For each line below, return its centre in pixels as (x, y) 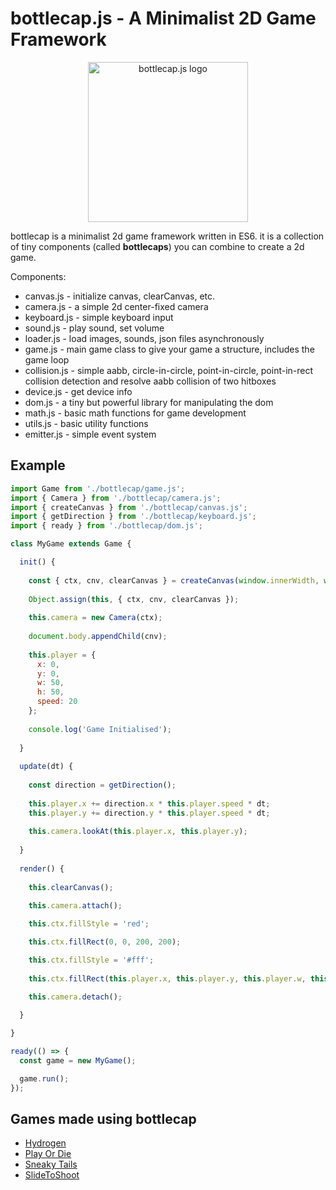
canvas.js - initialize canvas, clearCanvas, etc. (120, 296)
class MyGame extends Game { (71, 544)
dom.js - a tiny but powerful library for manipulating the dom (149, 402)
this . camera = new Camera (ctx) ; (95, 618)
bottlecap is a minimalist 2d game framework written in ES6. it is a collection (167, 236)
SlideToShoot (52, 1175)
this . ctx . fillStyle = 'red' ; (89, 924)
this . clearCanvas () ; (71, 887)
